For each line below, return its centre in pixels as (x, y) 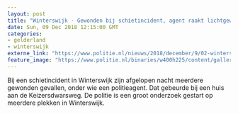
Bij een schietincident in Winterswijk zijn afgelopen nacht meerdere (106, 80)
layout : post (27, 14)
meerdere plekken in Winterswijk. (56, 103)
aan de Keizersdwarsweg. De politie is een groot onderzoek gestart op (110, 95)
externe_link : (28, 54)
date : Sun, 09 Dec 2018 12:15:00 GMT (63, 27)
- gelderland (27, 40)
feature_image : (30, 60)
